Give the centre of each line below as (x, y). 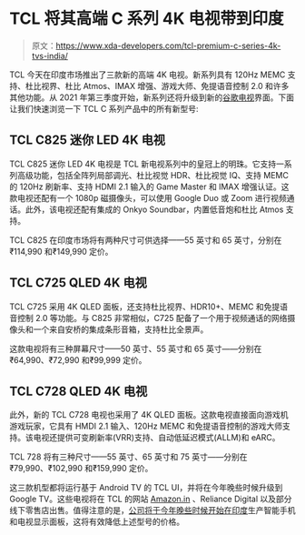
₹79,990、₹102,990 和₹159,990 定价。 (81, 469)
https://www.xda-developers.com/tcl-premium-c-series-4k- (168, 45)
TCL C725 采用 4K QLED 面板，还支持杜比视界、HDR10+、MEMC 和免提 (145, 307)
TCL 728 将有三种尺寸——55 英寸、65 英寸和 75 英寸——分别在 (128, 457)
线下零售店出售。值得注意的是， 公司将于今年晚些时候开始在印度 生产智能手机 (152, 510)
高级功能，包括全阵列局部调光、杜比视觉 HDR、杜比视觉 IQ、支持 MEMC (152, 175)
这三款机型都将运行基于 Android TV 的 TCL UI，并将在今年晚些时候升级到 (146, 488)
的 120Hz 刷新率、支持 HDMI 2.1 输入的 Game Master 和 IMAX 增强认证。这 (149, 187)
